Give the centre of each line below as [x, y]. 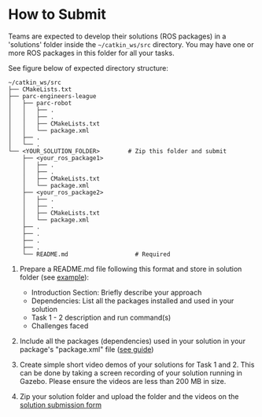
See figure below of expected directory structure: [89, 68]
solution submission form [61, 404]
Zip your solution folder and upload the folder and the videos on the [129, 396]
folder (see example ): [54, 277]
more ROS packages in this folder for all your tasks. [91, 53]
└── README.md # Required [96, 254]
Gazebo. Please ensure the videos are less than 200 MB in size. [123, 381]
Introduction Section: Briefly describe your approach [116, 292]
